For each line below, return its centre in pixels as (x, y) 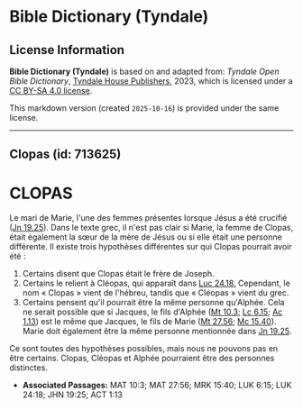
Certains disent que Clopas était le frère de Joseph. (118, 274)
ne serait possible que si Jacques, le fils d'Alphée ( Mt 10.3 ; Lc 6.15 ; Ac (152, 312)
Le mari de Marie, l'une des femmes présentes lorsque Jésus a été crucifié (148, 218)
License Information (67, 50)
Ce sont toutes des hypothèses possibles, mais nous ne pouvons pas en (144, 349)
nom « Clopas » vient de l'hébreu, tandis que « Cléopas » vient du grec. (156, 293)
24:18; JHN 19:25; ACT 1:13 (73, 395)
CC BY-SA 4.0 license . (51, 91)
